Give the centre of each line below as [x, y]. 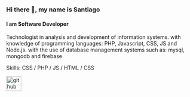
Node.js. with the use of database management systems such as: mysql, [95, 50]
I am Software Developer [37, 24]
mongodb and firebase [34, 56]
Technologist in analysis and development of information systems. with [94, 37]
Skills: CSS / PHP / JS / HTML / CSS [50, 68]
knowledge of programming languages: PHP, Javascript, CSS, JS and [92, 44]
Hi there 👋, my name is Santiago [53, 10]
